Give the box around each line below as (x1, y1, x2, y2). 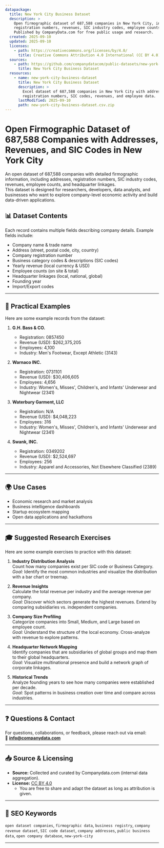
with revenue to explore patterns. (12, 634, 79, 641)
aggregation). (12, 775, 40, 781)
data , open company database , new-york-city (5, 832, 94, 839)
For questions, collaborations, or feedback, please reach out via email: (5, 730, 146, 736)
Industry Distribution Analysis (12, 558, 75, 564)
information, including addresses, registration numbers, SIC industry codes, (5, 176, 157, 182)
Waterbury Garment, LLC (12, 399, 64, 405)
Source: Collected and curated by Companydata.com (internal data (12, 770, 148, 776)
